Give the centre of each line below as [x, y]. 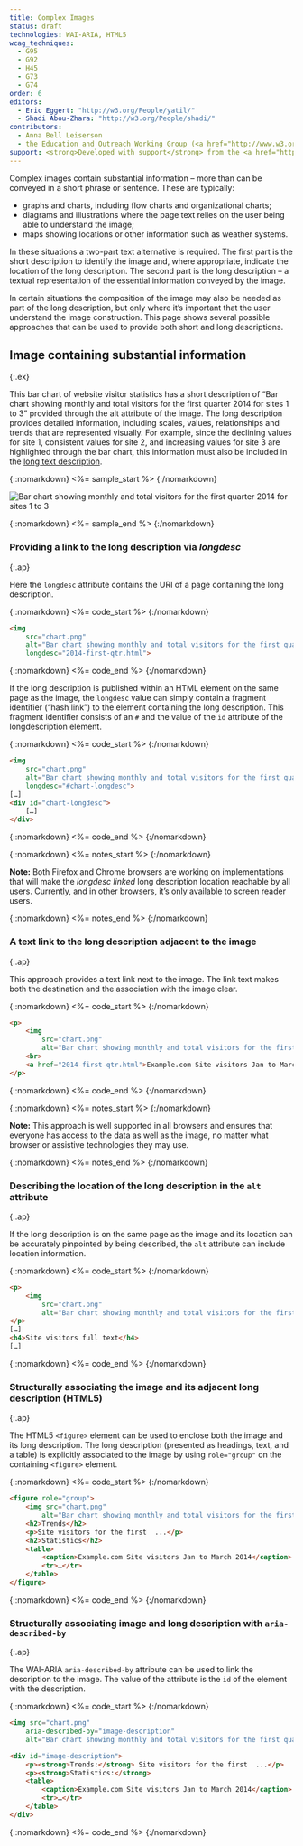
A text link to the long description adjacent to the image [133, 942]
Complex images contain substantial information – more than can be [136, 178]
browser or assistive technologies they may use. [99, 1144]
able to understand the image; [78, 224]
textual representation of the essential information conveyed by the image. [147, 280]
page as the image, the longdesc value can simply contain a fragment [138, 698]
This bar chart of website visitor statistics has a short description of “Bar [144, 394]
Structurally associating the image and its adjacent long [134, 1387]
